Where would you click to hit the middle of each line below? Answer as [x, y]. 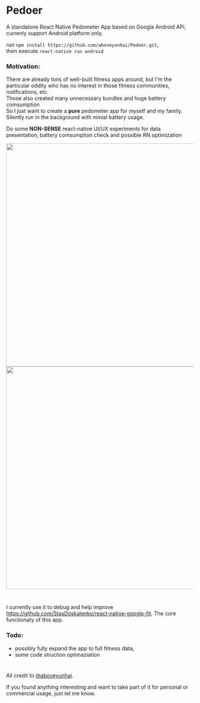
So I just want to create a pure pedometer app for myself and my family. [94, 111]
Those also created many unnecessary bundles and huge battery [86, 98]
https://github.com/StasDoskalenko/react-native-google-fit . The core [91, 614]
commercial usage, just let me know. [51, 693]
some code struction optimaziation [57, 654]
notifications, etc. [27, 92]
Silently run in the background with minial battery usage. [75, 117]
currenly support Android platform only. [54, 33]
